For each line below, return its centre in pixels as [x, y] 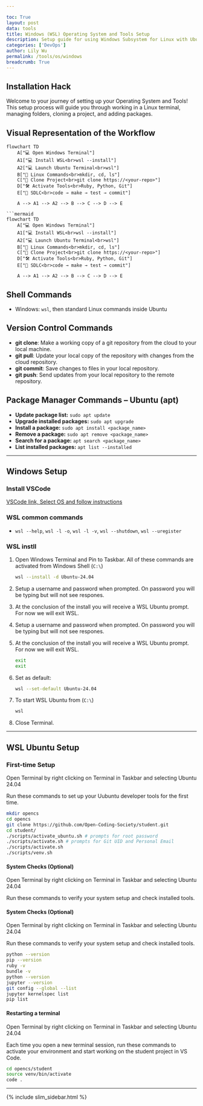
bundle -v [19, 972]
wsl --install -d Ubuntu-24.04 [54, 577]
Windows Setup [37, 472]
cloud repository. [36, 362]
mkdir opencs [23, 813]
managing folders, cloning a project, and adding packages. [79, 114]
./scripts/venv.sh [29, 853]
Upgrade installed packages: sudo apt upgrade [74, 421]
